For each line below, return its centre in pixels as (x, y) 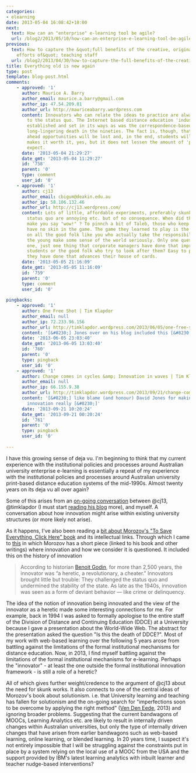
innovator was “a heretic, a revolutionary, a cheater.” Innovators (97, 573)
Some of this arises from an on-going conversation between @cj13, (87, 501)
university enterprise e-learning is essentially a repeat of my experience (92, 471)
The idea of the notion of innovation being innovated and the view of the (93, 603)
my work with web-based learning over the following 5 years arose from (93, 640)
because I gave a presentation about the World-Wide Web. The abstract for (97, 628)
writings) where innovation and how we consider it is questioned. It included (98, 549)
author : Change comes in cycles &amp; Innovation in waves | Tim (102, 376)
